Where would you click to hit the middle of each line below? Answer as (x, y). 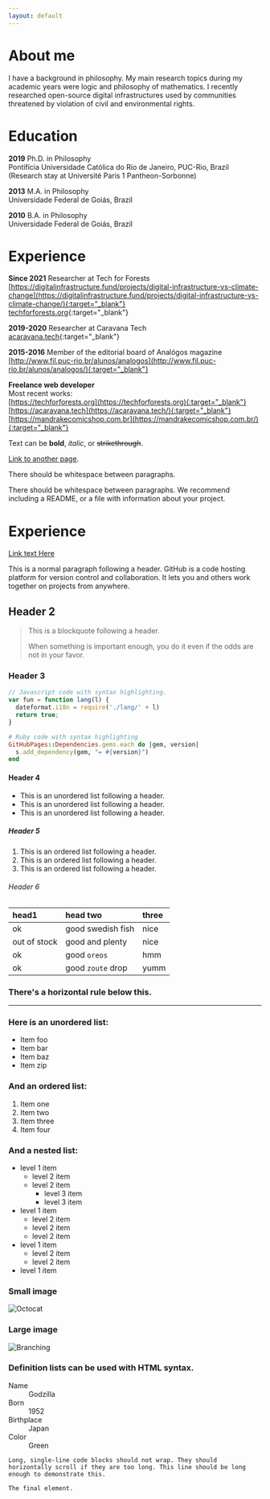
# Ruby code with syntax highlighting (73, 737)
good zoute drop (96, 968)
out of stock (35, 941)
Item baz (35, 1057)
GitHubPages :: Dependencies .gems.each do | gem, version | (104, 744)
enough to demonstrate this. (57, 1474)
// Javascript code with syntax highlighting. (88, 693)
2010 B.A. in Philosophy (48, 215)
